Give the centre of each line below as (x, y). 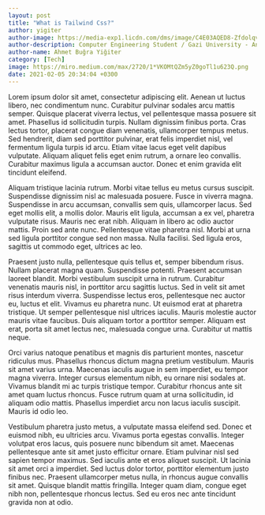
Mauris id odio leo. (38, 411)
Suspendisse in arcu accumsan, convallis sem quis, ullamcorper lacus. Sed (130, 204)
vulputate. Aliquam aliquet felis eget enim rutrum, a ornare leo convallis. (125, 156)
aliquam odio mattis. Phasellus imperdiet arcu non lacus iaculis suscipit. (124, 403)
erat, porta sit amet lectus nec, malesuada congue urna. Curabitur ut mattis (130, 329)
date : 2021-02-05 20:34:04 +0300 (63, 74)
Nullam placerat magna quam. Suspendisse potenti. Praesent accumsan (125, 270)
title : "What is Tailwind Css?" (61, 23)
